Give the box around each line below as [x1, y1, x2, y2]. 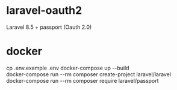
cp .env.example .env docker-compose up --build [6, 64, 129, 71]
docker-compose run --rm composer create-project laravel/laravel [6, 70, 172, 78]
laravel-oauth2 [6, 4, 82, 17]
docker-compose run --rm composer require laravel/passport [6, 77, 159, 84]
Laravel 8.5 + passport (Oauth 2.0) [6, 23, 92, 31]
